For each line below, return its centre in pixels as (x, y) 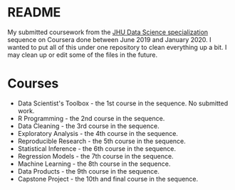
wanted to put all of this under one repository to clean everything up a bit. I (117, 47)
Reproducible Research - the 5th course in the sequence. (102, 141)
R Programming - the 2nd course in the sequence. (91, 118)
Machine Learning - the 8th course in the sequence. (94, 164)
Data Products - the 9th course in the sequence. (89, 171)
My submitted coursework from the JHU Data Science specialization (108, 32)
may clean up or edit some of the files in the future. (83, 55)
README (34, 12)
